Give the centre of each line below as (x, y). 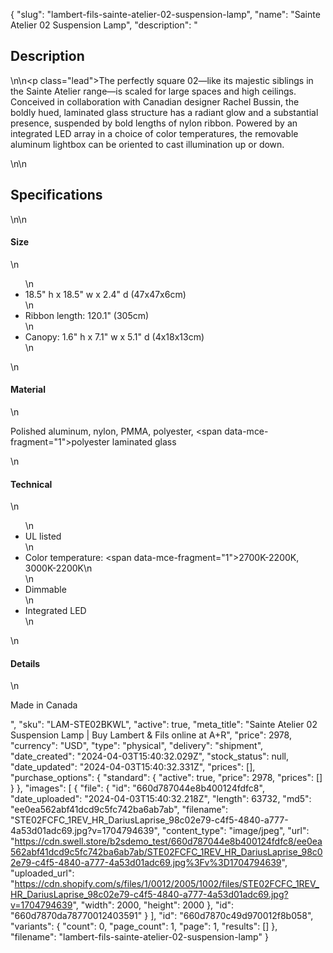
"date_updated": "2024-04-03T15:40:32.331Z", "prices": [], (133, 767)
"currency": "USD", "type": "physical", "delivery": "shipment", (137, 746)
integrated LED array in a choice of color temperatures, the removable (154, 133)
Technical (31, 484)
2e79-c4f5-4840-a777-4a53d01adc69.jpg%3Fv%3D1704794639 (146, 863)
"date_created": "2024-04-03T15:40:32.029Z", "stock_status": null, (149, 756)
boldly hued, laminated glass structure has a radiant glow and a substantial (164, 112)
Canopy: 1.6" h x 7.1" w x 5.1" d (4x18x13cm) (114, 336)
